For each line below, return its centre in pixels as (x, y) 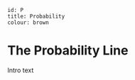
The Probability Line (68, 51)
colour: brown (28, 23)
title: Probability (36, 16)
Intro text (21, 70)
